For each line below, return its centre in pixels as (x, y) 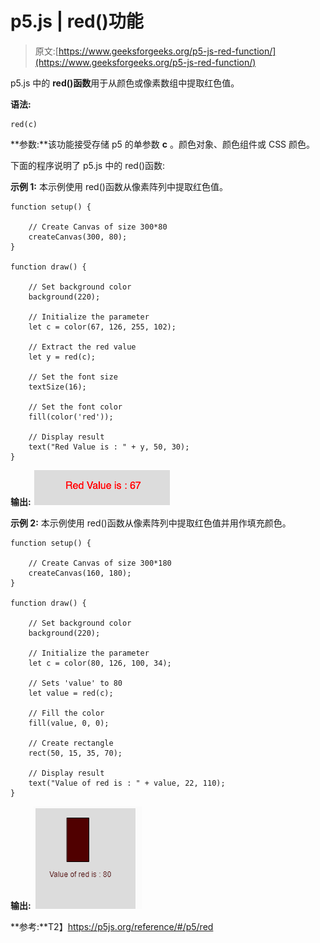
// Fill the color (66, 713)
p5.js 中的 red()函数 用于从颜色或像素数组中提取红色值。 (125, 83)
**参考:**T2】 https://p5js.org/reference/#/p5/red (112, 926)
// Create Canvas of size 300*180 (100, 563)
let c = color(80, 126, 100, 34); (100, 663)
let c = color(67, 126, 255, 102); (102, 327)
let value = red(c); (71, 693)
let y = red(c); (62, 357)
